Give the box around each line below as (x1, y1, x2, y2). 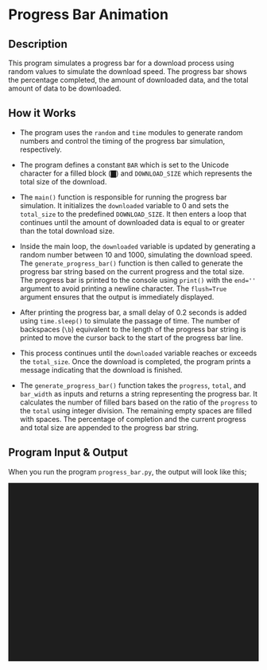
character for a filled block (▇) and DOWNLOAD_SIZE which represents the (19, 168, 253, 178)
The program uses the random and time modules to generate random (19, 127, 244, 137)
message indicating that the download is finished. (19, 365, 183, 374)
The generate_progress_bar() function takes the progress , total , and (19, 380, 246, 390)
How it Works (8, 107, 76, 120)
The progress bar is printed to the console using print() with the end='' (19, 275, 257, 285)
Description (8, 37, 68, 51)
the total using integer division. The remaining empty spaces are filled (19, 405, 252, 415)
